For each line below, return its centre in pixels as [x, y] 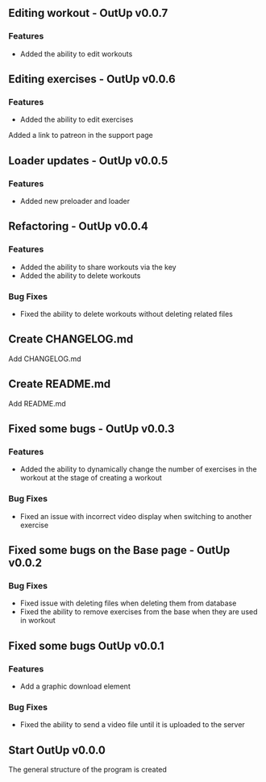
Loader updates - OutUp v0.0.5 [88, 160]
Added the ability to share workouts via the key [98, 267]
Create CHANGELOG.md [71, 339]
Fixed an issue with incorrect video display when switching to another [136, 516]
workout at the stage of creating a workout [91, 478]
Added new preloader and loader [75, 202]
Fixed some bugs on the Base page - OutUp [119, 550]
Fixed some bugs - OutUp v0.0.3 [91, 429]
